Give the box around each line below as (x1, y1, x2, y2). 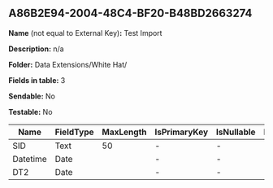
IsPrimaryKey (154, 126, 209, 138)
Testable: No (8, 107, 53, 116)
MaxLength (102, 126, 147, 138)
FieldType (54, 126, 94, 138)
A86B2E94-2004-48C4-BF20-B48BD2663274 (8, 7, 253, 20)
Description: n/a (8, 44, 64, 54)
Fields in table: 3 (8, 75, 66, 85)
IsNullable (215, 126, 256, 138)
